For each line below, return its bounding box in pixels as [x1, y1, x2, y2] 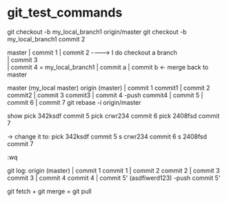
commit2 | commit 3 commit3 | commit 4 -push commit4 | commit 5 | [7, 91, 204, 99]
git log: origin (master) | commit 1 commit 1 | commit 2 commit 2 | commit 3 [7, 166, 220, 174]
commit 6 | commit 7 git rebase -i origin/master [7, 98, 141, 106]
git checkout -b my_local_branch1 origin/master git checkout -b [7, 28, 187, 36]
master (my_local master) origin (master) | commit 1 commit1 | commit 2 [7, 83, 210, 92]
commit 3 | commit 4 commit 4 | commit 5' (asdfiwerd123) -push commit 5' [7, 174, 221, 182]
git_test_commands [7, 5, 123, 21]
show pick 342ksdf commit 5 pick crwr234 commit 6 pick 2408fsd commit [7, 112, 220, 120]
